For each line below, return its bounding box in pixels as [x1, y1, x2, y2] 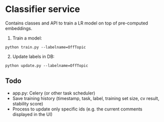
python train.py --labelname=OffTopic [5, 44, 86, 49]
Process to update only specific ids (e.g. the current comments [12, 106, 142, 112]
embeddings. [5, 25, 32, 31]
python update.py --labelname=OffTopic [5, 63, 88, 68]
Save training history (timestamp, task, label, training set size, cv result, [12, 95, 159, 101]
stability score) [12, 100, 43, 106]
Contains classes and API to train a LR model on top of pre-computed [5, 20, 148, 26]
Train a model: [12, 35, 42, 41]
